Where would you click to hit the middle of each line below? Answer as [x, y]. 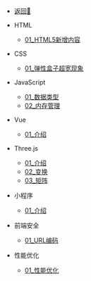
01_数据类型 [42, 97]
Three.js [26, 148]
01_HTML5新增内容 [53, 39]
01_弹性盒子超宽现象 [54, 68]
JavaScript [30, 82]
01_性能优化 [42, 270]
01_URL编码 [41, 240]
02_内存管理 [42, 106]
